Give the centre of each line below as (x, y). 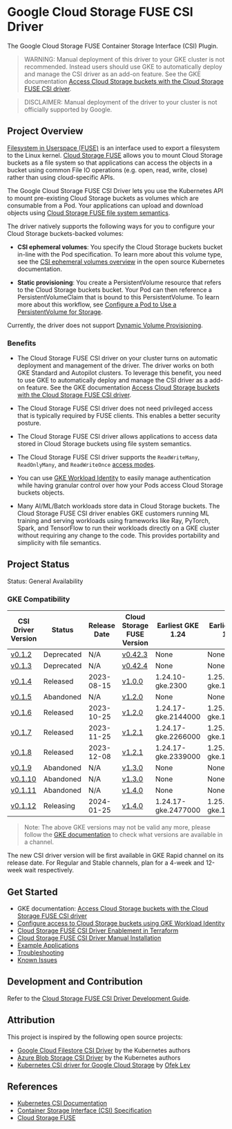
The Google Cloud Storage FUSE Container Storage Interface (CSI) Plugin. (113, 46)
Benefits (22, 343)
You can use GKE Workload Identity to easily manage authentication (114, 478)
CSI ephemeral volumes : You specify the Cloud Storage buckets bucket (120, 247)
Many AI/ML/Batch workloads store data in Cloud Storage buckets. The (118, 506)
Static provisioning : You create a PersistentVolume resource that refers (119, 282)
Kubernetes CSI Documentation (62, 1103)
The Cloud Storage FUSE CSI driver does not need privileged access (115, 408)
